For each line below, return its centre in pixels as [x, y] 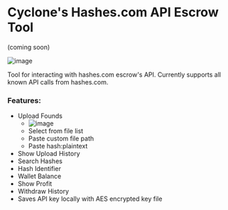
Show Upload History [49, 154]
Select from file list [56, 131]
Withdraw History [43, 192]
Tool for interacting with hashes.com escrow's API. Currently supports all [114, 74]
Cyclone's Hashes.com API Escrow [113, 12]
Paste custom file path [61, 138]
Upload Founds [40, 116]
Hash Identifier [39, 169]
